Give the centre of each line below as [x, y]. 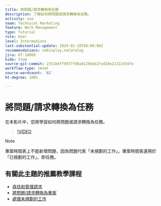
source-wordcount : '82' [29, 73]
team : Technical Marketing [32, 23]
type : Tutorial [20, 32]
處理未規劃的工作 [29, 199]
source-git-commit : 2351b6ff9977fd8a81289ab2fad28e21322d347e [69, 64]
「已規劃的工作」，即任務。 [32, 157]
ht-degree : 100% [21, 77]
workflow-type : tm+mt [27, 69]
